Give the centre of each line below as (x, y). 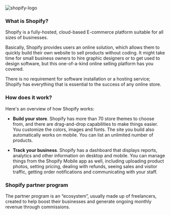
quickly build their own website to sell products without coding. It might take (85, 53)
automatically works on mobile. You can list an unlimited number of (83, 135)
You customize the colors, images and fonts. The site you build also (83, 129)
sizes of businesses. (27, 38)
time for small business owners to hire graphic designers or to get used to (83, 58)
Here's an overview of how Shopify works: (50, 109)
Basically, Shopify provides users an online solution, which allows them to (82, 47)
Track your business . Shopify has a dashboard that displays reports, (85, 150)
